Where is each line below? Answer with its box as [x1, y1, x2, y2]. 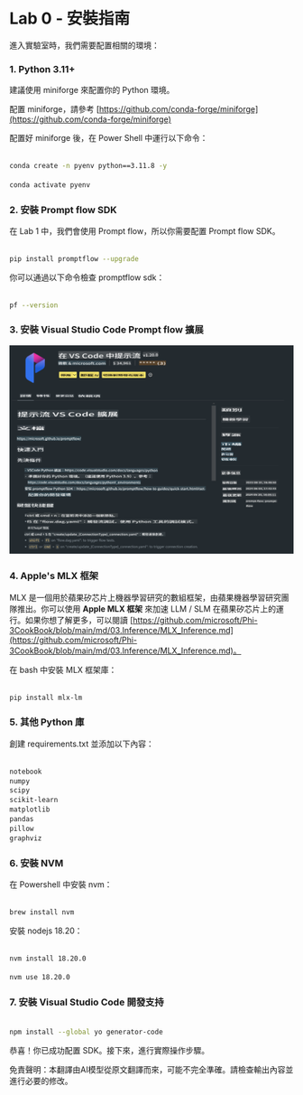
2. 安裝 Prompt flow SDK [9, 203, 117, 216]
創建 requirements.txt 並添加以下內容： [9, 738, 155, 749]
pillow [9, 824, 34, 833]
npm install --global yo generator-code [9, 1027, 164, 1037]
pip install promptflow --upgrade [9, 254, 140, 263]
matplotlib [9, 805, 50, 814]
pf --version [9, 300, 59, 310]
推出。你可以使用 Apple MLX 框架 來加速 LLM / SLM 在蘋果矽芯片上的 [16, 603, 277, 614]
